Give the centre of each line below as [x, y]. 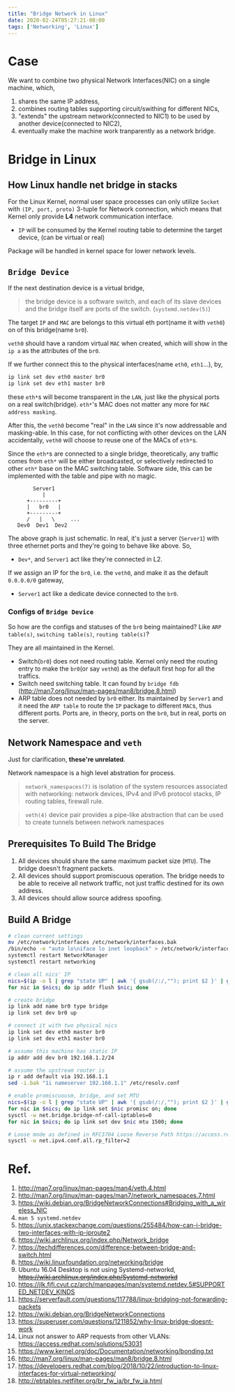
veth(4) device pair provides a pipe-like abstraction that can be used [124, 814]
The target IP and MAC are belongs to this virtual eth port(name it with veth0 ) [116, 322]
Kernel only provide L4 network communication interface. [91, 216]
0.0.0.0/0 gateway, [36, 580]
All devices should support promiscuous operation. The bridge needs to [121, 876]
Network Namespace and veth [75, 743]
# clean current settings [45, 936]
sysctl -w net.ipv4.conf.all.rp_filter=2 [69, 1141]
